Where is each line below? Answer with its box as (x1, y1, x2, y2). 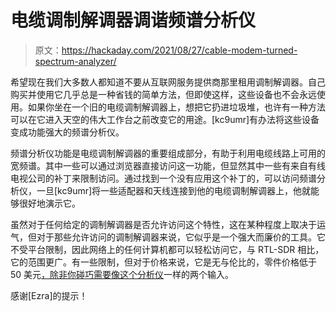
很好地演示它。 (18, 197, 81, 209)
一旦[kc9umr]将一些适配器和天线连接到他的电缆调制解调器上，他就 (36, 184, 312, 196)
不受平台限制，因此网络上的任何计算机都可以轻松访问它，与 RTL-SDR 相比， (10, 243, 325, 255)
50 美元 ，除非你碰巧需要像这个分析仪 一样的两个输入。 (10, 268, 235, 280)
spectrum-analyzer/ (34, 55, 117, 67)
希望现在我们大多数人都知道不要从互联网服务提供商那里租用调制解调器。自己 (10, 76, 326, 88)
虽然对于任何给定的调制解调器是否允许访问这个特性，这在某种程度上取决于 (10, 218, 317, 230)
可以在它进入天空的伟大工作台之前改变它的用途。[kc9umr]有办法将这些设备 (10, 113, 320, 125)
